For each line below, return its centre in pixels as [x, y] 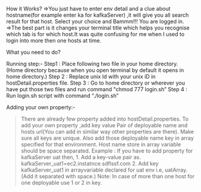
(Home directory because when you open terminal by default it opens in [95, 70]
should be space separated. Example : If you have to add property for [107, 151]
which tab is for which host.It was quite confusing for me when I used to [95, 34]
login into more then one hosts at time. [54, 40]
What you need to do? [34, 52]
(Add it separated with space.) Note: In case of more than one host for [108, 176]
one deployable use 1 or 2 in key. [61, 183]
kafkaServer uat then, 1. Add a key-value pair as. [81, 157]
